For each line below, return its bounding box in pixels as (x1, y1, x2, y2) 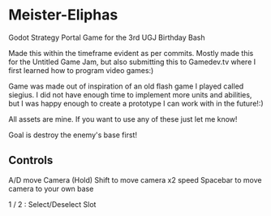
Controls (8, 153, 54, 167)
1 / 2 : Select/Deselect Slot (8, 199, 97, 209)
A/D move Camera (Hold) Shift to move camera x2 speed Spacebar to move (8, 175, 262, 184)
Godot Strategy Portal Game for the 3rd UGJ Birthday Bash (8, 32, 205, 42)
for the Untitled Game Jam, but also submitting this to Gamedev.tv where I (8, 57, 256, 67)
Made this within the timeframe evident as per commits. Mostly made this (8, 48, 254, 58)
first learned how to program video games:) (8, 65, 154, 75)
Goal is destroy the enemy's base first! (8, 130, 138, 140)
